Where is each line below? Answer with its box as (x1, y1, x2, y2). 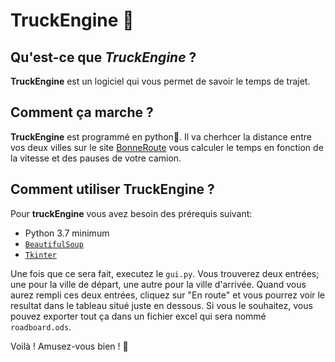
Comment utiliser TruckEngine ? (10, 181, 215, 198)
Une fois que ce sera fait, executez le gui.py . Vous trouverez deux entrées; (10, 267, 320, 279)
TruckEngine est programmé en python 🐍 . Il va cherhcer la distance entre (10, 130, 312, 143)
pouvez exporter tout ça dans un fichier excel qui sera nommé (10, 310, 267, 322)
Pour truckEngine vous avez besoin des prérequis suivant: (10, 207, 253, 219)
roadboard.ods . (10, 320, 72, 333)
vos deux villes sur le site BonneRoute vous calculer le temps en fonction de (10, 141, 324, 153)
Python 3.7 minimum (24, 227, 110, 239)
